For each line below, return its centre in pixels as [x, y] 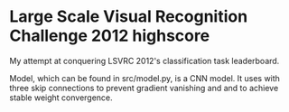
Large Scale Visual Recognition [129, 17]
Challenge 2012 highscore [110, 36]
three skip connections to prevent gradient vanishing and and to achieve [144, 88]
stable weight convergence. [61, 98]
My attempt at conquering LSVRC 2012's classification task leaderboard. [144, 61]
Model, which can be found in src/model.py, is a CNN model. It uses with [144, 78]
